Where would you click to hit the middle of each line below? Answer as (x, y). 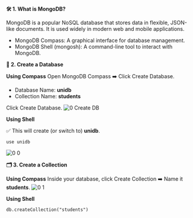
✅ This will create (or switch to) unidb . (53, 131)
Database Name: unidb (43, 90)
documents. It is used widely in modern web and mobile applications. (100, 29)
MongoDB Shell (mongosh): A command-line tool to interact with (94, 47)
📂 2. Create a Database (35, 64)
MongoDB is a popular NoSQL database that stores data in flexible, (88, 23)
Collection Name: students (48, 96)
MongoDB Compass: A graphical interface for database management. (100, 40)
